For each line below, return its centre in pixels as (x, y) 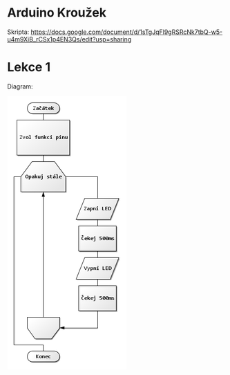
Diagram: (20, 86)
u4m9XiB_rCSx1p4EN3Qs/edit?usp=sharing (69, 39)
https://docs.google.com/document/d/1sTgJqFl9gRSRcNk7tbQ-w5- (127, 32)
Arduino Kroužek (57, 13)
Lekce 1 (29, 67)
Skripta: (18, 32)
